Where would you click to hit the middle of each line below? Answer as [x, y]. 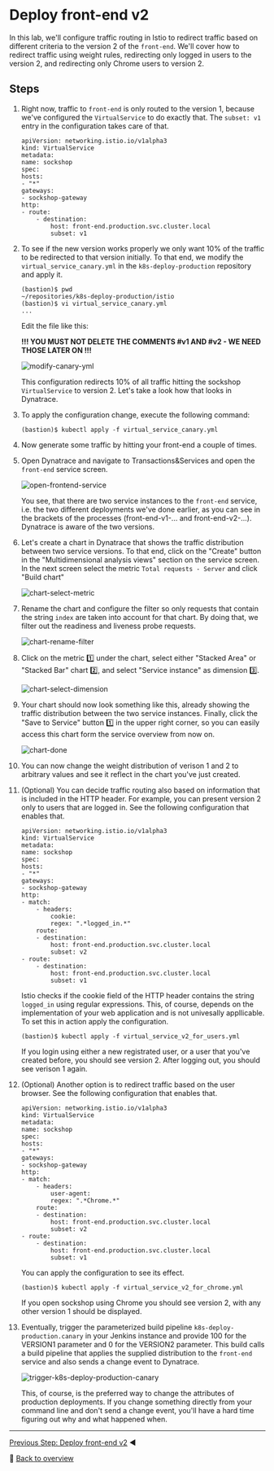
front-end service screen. [64, 469]
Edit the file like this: [54, 325]
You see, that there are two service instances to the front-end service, [139, 500]
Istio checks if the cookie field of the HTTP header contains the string [137, 995]
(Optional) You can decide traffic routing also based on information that [141, 790]
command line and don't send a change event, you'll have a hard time [137, 1410]
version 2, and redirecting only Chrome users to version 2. [107, 63]
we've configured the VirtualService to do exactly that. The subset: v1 [141, 117]
